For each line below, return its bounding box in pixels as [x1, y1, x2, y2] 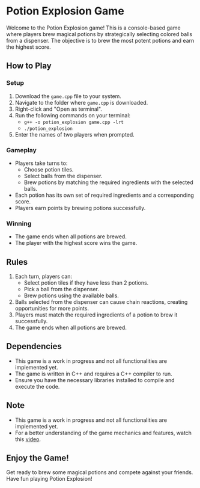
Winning [6, 219, 32, 227]
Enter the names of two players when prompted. [14, 131, 135, 138]
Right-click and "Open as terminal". [14, 105, 102, 113]
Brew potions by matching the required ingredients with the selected [23, 179, 193, 186]
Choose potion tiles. [23, 165, 74, 173]
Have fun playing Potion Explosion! [6, 475, 92, 483]
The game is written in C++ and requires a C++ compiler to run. [14, 370, 172, 377]
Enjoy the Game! [6, 453, 69, 463]
